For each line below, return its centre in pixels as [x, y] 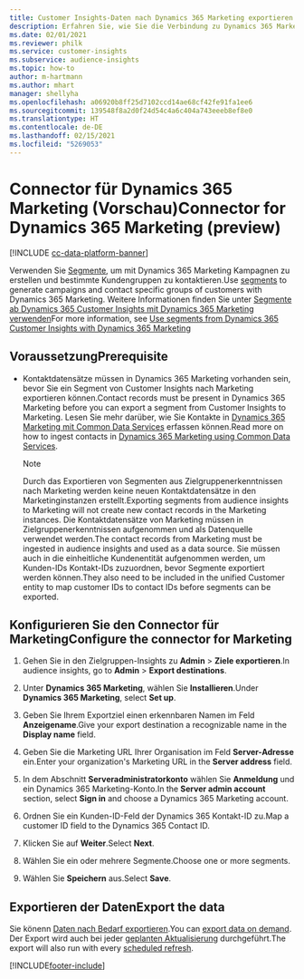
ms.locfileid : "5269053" [56, 144]
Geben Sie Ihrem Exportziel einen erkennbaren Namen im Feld [138, 715]
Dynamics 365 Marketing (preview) [145, 227]
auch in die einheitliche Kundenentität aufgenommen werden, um [144, 557]
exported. [40, 596]
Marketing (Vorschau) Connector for [148, 208]
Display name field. [59, 734]
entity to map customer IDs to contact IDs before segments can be [147, 586]
